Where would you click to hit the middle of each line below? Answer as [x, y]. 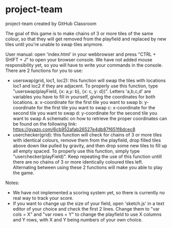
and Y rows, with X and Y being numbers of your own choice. [78, 220]
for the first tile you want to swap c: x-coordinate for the [96, 107]
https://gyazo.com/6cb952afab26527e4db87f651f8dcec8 [74, 129]
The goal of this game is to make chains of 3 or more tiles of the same [79, 33]
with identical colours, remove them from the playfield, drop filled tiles [87, 140]
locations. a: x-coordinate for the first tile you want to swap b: [78, 102]
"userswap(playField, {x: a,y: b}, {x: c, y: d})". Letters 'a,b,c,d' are [82, 91]
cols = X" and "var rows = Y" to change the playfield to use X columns [87, 214]
